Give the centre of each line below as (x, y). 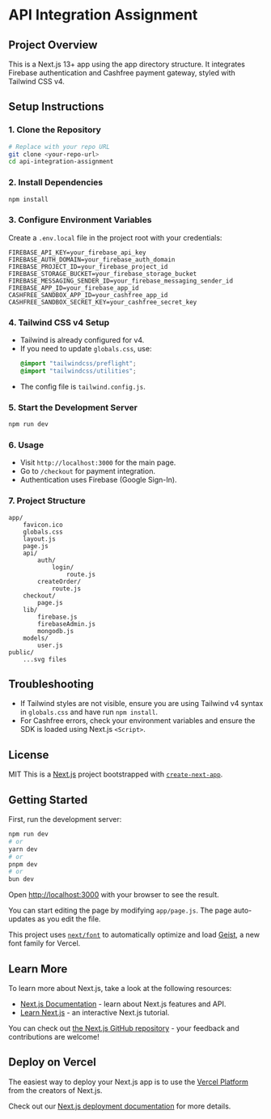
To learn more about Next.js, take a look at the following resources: (120, 988)
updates (22, 919)
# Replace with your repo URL (59, 147)
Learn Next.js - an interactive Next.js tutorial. (95, 1012)
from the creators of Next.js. (55, 1090)
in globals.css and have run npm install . (89, 712)
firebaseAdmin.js (66, 624)
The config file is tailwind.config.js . (83, 386)
